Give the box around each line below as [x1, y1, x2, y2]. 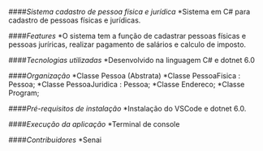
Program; [8, 88, 40, 98]
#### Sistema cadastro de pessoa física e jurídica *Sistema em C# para [8, 7, 251, 16]
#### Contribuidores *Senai [8, 135, 102, 145]
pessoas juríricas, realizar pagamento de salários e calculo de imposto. [8, 40, 246, 49]
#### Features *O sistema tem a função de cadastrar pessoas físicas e [8, 31, 246, 40]
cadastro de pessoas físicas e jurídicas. [8, 15, 141, 25]
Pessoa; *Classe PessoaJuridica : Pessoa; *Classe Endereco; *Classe [8, 80, 245, 89]
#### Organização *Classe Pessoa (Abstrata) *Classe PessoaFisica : [8, 71, 241, 80]
